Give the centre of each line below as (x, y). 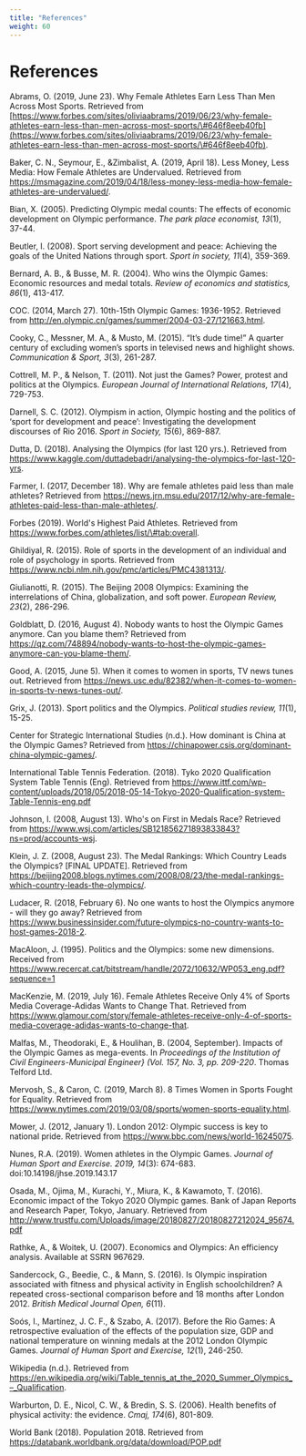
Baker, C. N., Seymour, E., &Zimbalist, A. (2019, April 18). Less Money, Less (149, 163)
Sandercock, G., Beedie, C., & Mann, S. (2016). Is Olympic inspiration (138, 1275)
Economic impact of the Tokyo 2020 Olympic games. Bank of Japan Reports (153, 1201)
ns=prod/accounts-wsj (52, 838)
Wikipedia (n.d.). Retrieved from (69, 1369)
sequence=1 (32, 979)
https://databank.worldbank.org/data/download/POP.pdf (116, 1442)
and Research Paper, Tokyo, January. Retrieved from (108, 1210)
